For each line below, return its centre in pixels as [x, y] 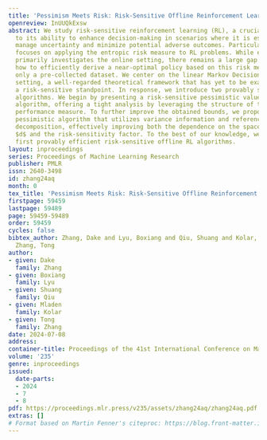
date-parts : [35, 379]
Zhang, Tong [35, 246]
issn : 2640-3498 [35, 171]
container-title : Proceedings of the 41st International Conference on [129, 349]
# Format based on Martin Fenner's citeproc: [85, 423]
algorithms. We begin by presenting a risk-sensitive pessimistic [128, 97]
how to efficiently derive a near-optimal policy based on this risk [133, 68]
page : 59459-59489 [39, 216]
